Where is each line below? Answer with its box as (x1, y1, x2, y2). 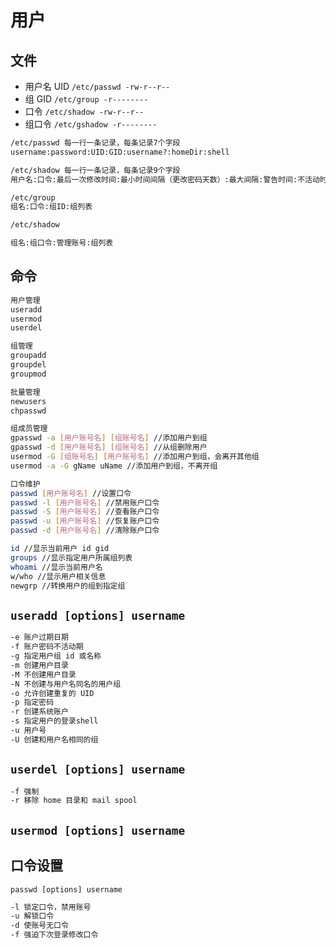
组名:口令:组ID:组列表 (10, 202, 93, 212)
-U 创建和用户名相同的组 (10, 734, 99, 745)
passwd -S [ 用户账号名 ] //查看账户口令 (10, 507, 160, 517)
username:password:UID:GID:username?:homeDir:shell (10, 147, 230, 157)
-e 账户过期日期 (10, 632, 69, 643)
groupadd (10, 351, 47, 361)
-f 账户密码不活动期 (10, 642, 84, 652)
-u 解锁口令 (10, 911, 55, 921)
